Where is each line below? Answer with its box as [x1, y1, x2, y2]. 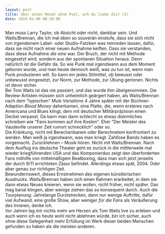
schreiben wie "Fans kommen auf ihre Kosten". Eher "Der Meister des [5, 119, 146, 125]
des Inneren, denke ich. [5, 202, 53, 208]
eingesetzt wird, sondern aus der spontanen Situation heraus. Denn [5, 56, 142, 62]
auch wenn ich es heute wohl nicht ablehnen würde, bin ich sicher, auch [5, 213, 152, 219]
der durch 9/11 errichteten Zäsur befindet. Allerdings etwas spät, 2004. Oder [5, 161, 160, 167]
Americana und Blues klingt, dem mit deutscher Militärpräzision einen [5, 108, 146, 114]
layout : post [5, 7, 32, 12]
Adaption [5, 103, 24, 109]
